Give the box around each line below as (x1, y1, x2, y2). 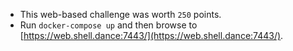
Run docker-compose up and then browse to (19, 19, 198, 31)
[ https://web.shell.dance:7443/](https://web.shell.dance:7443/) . (19, 30, 284, 41)
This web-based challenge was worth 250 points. (19, 9, 222, 20)
